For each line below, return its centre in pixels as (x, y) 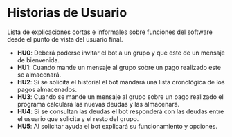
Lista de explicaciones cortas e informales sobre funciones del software (110, 32)
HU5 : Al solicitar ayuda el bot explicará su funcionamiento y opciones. (117, 126)
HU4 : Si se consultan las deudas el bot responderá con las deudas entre (121, 111)
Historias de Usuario (67, 13)
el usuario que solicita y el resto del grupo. (78, 118)
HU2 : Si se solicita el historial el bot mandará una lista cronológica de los (121, 82)
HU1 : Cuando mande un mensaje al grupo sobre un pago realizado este (119, 67)
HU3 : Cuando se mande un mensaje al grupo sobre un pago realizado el (120, 97)
